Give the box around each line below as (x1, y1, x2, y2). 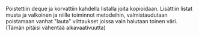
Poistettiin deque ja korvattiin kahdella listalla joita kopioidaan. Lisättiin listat (5, 5, 193, 12)
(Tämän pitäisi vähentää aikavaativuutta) (5, 24, 106, 31)
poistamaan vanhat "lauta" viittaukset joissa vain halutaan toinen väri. (5, 18, 178, 24)
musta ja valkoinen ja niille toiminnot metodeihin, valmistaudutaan (5, 11, 168, 18)
